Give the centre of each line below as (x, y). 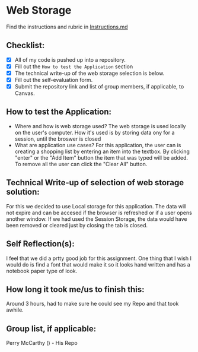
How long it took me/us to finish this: (75, 289)
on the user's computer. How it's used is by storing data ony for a (95, 132)
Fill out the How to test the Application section (74, 66)
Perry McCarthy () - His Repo (42, 343)
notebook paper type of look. (42, 271)
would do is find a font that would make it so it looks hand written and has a (98, 264)
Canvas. (25, 93)
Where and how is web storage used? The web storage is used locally (100, 126)
